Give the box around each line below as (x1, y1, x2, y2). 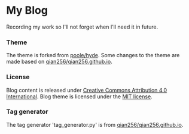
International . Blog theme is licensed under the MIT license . (6, 93, 153, 100)
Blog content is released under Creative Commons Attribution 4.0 (6, 86, 167, 94)
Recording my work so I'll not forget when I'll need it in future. (6, 23, 158, 30)
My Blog (6, 4, 48, 17)
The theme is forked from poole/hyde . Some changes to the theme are (6, 52, 180, 59)
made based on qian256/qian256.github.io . (6, 58, 112, 66)
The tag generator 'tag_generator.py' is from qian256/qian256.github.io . (6, 121, 184, 128)
